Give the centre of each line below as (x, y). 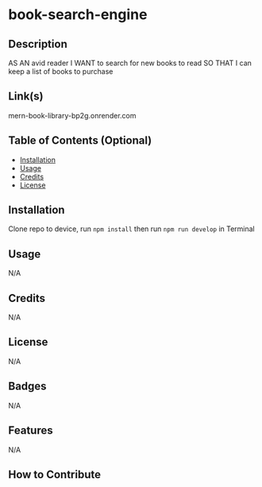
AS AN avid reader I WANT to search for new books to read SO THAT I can (130, 63)
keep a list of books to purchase (61, 72)
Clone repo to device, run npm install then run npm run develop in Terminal (132, 229)
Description (38, 44)
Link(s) (26, 97)
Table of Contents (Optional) (80, 141)
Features (31, 431)
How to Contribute (55, 474)
